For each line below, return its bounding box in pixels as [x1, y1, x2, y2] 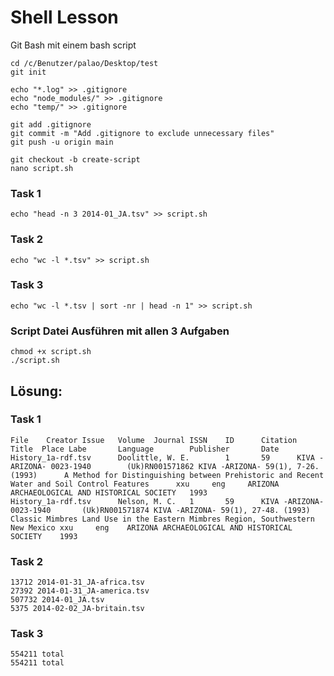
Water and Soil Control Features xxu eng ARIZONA [10, 479, 280, 489]
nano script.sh [10, 163, 74, 173]
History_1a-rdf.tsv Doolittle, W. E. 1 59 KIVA [10, 452, 315, 463]
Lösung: [10, 382, 63, 400]
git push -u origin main [10, 137, 114, 147]
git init [10, 67, 47, 77]
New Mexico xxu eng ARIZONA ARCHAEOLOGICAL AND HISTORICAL [10, 522, 293, 533]
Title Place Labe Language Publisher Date [10, 444, 280, 454]
